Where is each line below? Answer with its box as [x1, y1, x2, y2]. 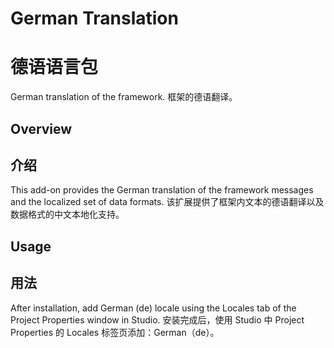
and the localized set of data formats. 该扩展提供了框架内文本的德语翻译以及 [10, 196, 325, 208]
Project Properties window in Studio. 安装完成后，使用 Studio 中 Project [10, 313, 305, 326]
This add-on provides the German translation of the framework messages [10, 184, 314, 196]
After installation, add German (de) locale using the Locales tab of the [10, 302, 297, 314]
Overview [10, 120, 73, 137]
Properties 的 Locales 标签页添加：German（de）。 [10, 326, 220, 338]
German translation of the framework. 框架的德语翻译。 [10, 91, 238, 103]
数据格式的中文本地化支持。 [10, 208, 125, 221]
